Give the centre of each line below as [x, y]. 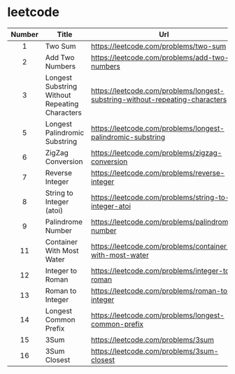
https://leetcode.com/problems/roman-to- [161, 291]
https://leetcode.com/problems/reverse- [158, 173]
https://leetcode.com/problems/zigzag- [156, 152]
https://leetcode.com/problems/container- [161, 246]
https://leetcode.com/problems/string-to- [160, 197]
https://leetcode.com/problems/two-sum [158, 46]
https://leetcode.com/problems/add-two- [160, 57]
